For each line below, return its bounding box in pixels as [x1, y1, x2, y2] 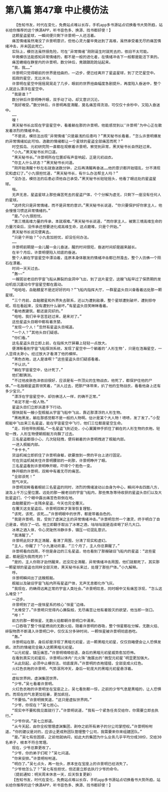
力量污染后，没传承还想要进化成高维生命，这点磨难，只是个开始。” [5, 224, 121, 229]
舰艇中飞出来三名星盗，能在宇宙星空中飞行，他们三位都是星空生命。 [5, 420, 125, 426]
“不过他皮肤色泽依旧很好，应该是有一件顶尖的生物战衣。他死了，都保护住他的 [12, 378, 149, 383]
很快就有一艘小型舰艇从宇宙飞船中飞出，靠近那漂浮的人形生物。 [12, 410, 124, 415]
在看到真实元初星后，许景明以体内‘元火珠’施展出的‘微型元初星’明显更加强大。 [12, 655, 152, 660]
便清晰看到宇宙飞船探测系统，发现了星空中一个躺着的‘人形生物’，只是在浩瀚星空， [12, 346, 158, 351]
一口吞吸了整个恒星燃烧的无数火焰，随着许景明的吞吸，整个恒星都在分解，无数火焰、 [12, 623, 161, 628]
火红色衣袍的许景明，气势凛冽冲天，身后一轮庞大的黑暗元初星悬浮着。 [12, 666, 135, 671]
